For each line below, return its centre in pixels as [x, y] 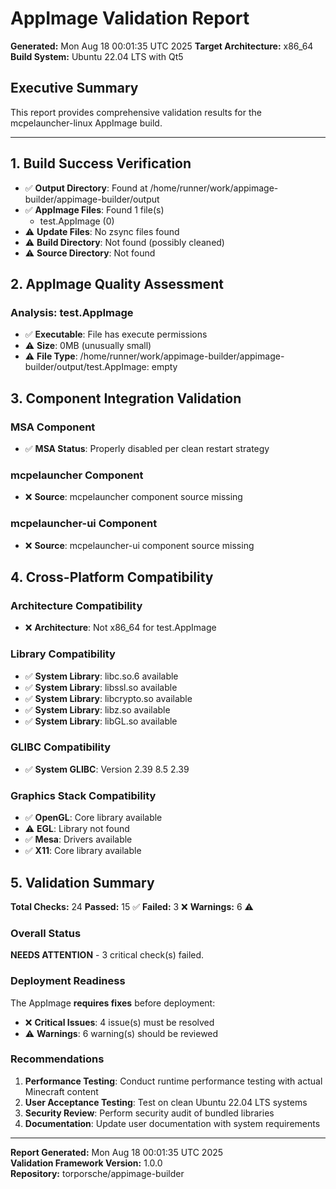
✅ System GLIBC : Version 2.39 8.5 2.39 [107, 769]
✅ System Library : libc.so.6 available [101, 676]
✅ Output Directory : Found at [86, 188]
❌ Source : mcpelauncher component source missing [133, 497]
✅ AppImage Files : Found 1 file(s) [94, 209]
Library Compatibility [63, 654]
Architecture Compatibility [76, 605]
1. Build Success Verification [101, 163]
